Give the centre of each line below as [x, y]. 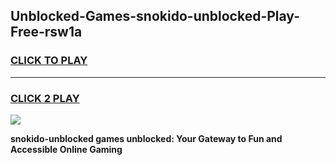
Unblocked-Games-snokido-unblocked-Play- [155, 16]
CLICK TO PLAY [49, 61]
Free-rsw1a [46, 32]
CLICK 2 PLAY [45, 98]
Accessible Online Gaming [66, 149]
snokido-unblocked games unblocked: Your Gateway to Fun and [146, 138]
